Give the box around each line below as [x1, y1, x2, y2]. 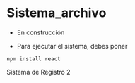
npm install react [6, 55, 61, 63]
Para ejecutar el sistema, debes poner [16, 41, 128, 50]
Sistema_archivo [6, 5, 107, 21]
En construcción [16, 28, 65, 37]
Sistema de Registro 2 [6, 68, 71, 76]
